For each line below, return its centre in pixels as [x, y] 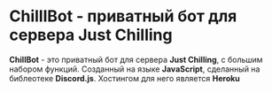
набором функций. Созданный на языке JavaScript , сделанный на [135, 69]
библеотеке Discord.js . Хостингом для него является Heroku [125, 78]
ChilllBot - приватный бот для [123, 16]
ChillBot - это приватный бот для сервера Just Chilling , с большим [136, 59]
